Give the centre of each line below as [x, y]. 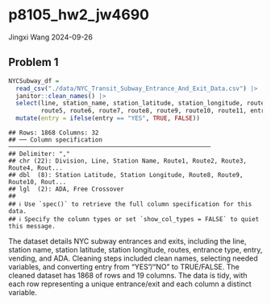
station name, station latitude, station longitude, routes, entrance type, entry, [135, 250]
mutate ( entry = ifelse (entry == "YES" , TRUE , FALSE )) [108, 118]
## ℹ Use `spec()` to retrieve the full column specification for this [130, 204]
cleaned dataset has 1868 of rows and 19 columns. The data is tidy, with [128, 275]
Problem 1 [33, 62]
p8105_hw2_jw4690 [79, 15]
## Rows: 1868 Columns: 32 [54, 133]
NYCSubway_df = [34, 81]
